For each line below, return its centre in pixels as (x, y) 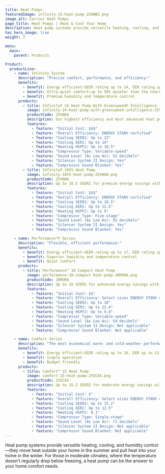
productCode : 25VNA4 (48, 115)
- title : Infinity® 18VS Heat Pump (59, 170)
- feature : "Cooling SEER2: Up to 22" (71, 138)
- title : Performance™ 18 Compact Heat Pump (69, 271)
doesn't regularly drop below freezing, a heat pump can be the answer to (79, 461)
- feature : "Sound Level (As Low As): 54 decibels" (85, 321)
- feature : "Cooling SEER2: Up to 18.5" (73, 202)
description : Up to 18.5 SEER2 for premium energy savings (89, 184)
